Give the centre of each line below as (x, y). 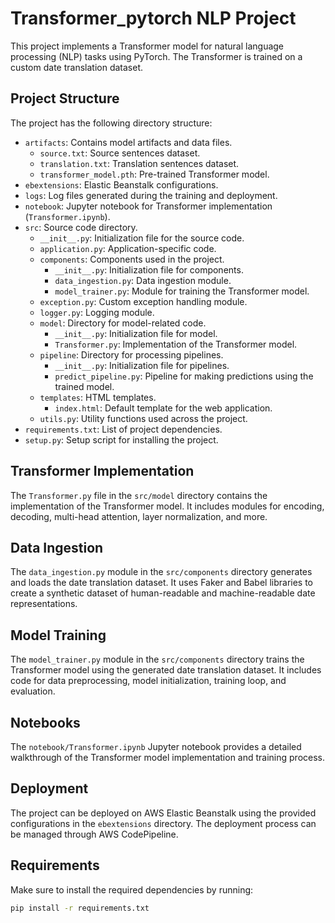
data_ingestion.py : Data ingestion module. (143, 280)
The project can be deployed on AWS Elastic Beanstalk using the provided (163, 813)
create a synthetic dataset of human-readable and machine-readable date (163, 593)
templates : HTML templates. (98, 397)
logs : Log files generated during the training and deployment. (151, 195)
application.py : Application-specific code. (128, 248)
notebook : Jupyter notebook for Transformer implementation (148, 206)
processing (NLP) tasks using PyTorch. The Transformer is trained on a (156, 56)
